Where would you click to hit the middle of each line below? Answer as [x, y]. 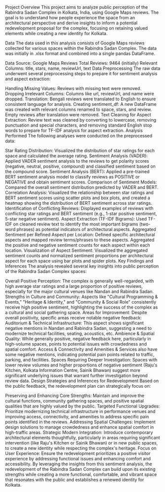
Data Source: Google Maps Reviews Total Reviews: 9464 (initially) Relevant [81, 63]
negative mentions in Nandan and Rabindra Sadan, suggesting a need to [78, 328]
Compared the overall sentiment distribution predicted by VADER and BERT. [82, 187]
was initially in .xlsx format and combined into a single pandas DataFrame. [80, 53]
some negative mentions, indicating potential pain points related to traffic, [80, 355]
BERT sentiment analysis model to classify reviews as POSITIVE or [72, 177]
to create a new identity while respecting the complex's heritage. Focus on [81, 448]
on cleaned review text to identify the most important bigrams [76, 224]
